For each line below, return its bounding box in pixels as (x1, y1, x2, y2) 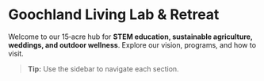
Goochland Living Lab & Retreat (8, 6, 220, 24)
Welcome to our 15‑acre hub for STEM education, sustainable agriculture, (8, 32, 253, 41)
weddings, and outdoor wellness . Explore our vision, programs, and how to (8, 40, 256, 49)
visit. (8, 48, 24, 58)
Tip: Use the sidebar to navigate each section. (27, 64, 180, 73)
